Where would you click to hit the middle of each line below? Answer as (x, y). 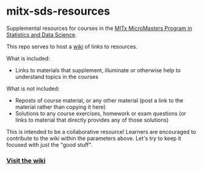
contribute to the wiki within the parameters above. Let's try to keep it (94, 138)
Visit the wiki (26, 160)
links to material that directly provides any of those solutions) (92, 120)
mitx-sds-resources (58, 11)
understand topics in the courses (57, 76)
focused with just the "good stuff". (49, 144)
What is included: (28, 58)
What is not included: (33, 88)
